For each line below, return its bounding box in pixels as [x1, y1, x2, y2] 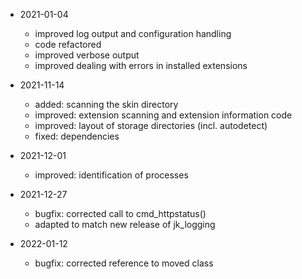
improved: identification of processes [34, 169, 189, 181]
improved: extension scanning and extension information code [34, 109, 293, 121]
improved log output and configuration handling [34, 28, 232, 39]
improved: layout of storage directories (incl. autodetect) [34, 120, 268, 131]
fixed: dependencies [34, 130, 120, 142]
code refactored [34, 39, 102, 50]
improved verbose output [34, 49, 140, 61]
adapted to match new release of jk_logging [34, 219, 216, 230]
